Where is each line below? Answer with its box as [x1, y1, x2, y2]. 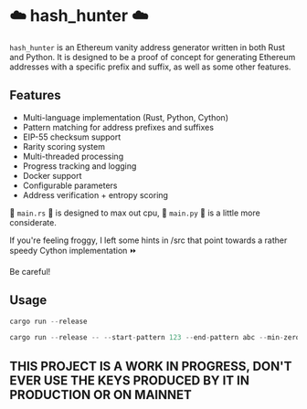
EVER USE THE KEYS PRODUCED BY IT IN [9, 372, 249, 388]
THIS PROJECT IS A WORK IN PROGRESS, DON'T [9, 358, 292, 373]
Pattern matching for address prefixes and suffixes [22, 121, 215, 132]
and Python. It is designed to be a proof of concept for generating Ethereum [9, 51, 296, 62]
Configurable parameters [22, 180, 118, 191]
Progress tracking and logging [22, 160, 137, 172]
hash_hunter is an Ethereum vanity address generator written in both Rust [9, 41, 286, 53]
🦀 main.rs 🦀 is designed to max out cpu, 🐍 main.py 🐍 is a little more [9, 207, 260, 218]
